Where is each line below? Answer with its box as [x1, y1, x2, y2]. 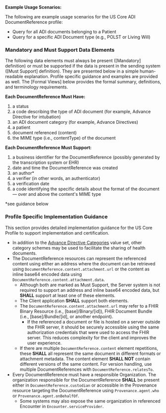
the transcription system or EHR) [12, 160, 79, 165]
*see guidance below [5, 201, 49, 207]
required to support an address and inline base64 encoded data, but [19, 287, 160, 293]
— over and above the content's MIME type [12, 191, 102, 197]
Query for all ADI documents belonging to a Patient [12, 29, 116, 34]
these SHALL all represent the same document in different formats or [19, 350, 161, 356]
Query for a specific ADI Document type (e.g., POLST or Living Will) [12, 34, 151, 40]
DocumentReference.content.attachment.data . [12, 276, 105, 282]
